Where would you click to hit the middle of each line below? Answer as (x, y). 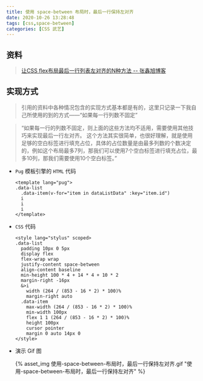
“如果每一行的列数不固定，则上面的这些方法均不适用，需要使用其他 (105, 127)
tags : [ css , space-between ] (40, 23)
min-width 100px (47, 312)
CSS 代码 (25, 226)
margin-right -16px (45, 280)
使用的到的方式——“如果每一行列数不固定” (85, 115)
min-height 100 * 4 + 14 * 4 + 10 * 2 (70, 275)
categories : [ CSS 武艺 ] (35, 29)
